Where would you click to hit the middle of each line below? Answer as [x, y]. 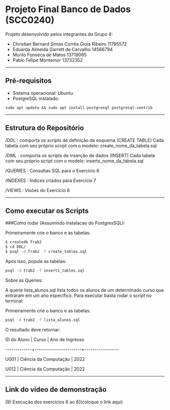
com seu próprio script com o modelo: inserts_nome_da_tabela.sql [74, 161]
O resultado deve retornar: [33, 329]
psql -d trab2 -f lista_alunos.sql [43, 320]
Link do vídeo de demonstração [56, 389]
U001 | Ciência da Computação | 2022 [45, 359]
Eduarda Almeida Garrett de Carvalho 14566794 [62, 49]
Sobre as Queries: [24, 280]
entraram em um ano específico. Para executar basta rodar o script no [78, 295]
